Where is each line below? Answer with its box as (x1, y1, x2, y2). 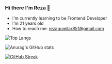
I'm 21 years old (12, 20, 44, 26)
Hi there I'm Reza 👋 (5, 4, 50, 11)
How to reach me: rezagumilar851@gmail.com (12, 26, 104, 32)
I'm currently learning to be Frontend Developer (12, 16, 108, 21)
